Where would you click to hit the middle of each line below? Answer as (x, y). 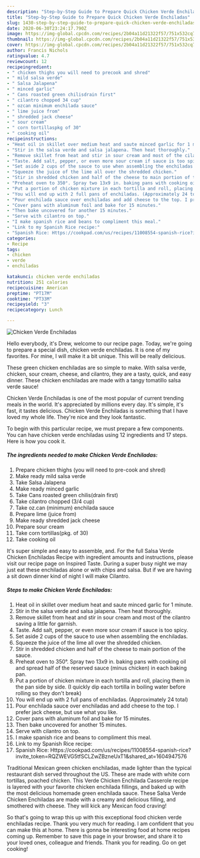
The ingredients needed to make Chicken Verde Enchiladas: (82, 455)
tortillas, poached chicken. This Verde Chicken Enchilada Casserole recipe (98, 780)
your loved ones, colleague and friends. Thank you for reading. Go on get (96, 843)
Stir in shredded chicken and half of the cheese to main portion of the (100, 649)
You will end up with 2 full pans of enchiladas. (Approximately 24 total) (102, 699)
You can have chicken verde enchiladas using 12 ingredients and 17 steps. (97, 435)
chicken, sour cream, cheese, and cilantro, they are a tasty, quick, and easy (99, 374)
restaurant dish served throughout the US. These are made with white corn (99, 774)
